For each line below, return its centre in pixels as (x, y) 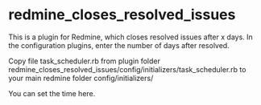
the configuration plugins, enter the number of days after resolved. (119, 45)
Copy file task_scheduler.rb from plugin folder (85, 61)
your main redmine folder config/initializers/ (81, 78)
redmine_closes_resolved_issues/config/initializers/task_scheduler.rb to (127, 69)
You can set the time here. (52, 93)
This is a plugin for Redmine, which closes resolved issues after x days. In (131, 37)
